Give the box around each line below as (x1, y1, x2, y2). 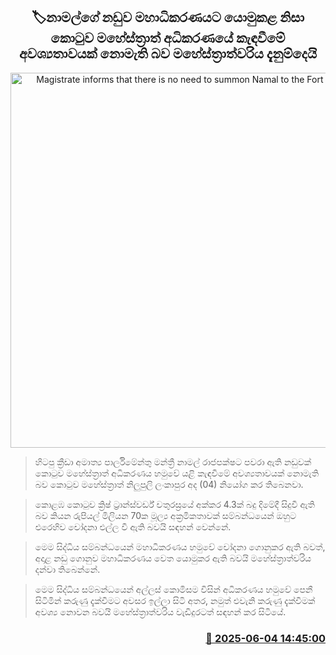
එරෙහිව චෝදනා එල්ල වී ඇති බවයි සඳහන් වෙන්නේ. (34, 520, 232, 533)
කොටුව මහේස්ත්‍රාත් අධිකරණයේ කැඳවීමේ (50, 30, 286, 47)
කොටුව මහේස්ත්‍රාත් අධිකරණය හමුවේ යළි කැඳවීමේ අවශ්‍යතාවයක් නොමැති (34, 467, 320, 479)
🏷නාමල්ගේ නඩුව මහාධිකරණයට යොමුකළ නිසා (31, 9, 305, 26)
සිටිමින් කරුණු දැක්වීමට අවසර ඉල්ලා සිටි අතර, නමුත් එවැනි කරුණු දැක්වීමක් (34, 594, 316, 606)
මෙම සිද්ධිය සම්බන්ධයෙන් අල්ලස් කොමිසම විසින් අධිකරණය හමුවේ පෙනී (34, 583, 313, 595)
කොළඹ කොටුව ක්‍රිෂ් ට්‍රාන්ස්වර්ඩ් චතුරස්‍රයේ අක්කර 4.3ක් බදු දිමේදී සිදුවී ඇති (34, 498, 315, 510)
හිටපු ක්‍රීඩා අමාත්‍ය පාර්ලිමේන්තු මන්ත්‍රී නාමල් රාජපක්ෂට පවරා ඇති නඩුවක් (34, 455, 312, 468)
